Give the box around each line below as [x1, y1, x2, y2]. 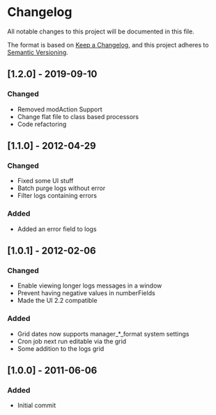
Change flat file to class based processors [17, 112, 139, 120]
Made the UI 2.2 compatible [17, 297, 98, 305]
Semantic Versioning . [7, 48, 68, 56]
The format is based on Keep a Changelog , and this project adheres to [7, 40, 209, 49]
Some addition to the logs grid [17, 344, 105, 352]
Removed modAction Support [17, 105, 102, 113]
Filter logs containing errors [17, 191, 98, 200]
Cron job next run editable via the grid [17, 337, 127, 345]
